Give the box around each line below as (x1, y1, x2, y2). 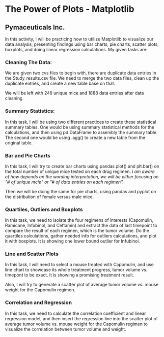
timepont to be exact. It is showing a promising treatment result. (5, 272, 134, 278)
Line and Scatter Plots (5, 250, 59, 257)
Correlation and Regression (5, 299, 72, 306)
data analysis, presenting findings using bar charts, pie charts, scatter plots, (5, 41, 159, 47)
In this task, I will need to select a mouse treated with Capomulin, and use (5, 262, 154, 268)
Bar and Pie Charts (5, 152, 51, 159)
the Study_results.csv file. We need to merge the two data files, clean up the (5, 75, 160, 81)
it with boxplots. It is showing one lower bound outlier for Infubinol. (5, 238, 140, 244)
